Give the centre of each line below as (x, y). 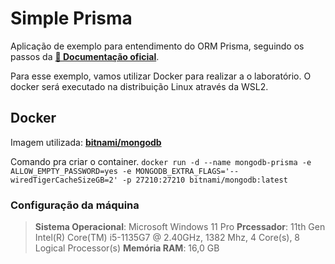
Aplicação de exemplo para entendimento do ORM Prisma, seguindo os (157, 46)
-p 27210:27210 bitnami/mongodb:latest (204, 180)
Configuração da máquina (75, 205)
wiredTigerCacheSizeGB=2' (64, 180)
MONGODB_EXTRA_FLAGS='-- (187, 171)
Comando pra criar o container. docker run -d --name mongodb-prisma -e (161, 161)
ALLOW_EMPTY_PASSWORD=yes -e (71, 171)
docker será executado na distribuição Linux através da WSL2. (139, 86)
